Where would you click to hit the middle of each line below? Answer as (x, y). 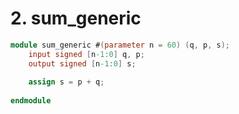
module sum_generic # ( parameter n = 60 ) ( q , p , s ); (120, 45)
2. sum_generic (76, 18)
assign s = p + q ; (66, 82)
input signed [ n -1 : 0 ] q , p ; (86, 54)
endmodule (31, 101)
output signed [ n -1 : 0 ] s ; (82, 63)
